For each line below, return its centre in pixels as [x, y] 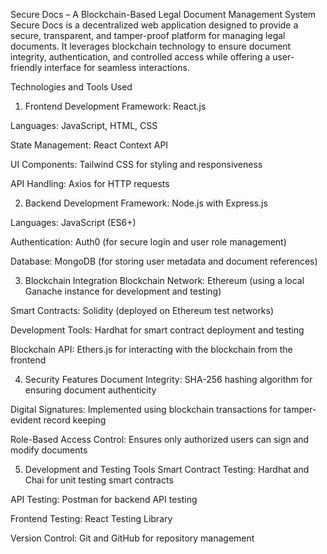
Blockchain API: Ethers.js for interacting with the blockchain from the [151, 349]
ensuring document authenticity [90, 390]
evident [26, 420]
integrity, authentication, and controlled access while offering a [140, 57]
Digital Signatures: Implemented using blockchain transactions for [146, 409]
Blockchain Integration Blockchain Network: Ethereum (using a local [164, 280]
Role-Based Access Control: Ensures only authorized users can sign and [160, 439]
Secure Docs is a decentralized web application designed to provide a [154, 25]
